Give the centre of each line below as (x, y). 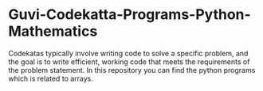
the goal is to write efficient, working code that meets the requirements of (129, 62)
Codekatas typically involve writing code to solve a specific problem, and (128, 53)
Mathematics (53, 31)
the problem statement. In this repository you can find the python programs (132, 70)
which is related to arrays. (51, 78)
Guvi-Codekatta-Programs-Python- (130, 15)
